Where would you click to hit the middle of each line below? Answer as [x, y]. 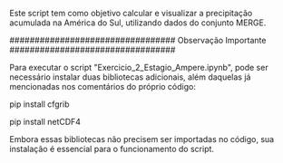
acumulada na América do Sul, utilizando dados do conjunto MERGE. [138, 23]
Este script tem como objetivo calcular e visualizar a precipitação [131, 13]
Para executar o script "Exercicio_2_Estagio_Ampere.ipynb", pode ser [139, 67]
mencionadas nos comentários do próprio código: [103, 86]
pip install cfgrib [39, 104]
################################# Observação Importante [138, 40]
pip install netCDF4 [45, 122]
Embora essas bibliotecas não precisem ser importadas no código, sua [142, 139]
